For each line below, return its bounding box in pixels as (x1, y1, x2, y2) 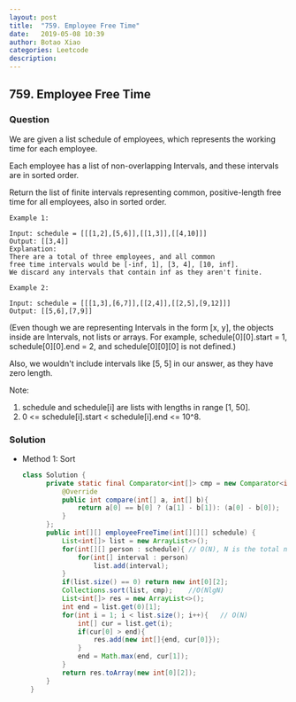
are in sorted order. (9, 169, 80, 180)
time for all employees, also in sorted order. (9, 196, 167, 207)
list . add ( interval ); (93, 561, 170, 570)
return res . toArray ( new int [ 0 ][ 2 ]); (61, 668, 197, 677)
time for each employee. (9, 143, 98, 153)
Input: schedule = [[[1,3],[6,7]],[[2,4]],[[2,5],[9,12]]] (9, 299, 231, 308)
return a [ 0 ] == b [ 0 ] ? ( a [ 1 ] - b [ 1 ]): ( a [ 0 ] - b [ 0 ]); (78, 503, 280, 512)
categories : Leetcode (9, 46, 89, 55)
